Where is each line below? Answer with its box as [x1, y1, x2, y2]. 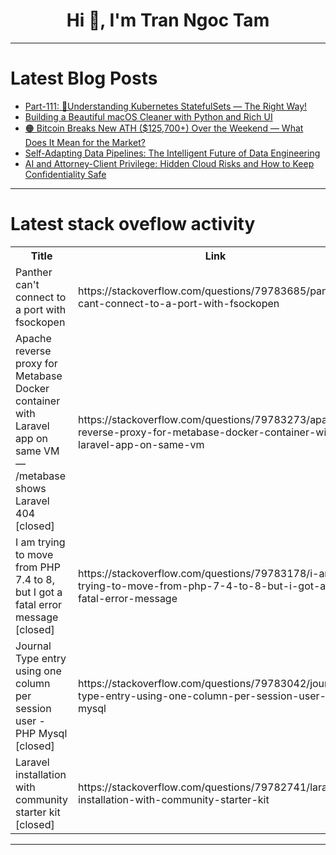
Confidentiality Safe [24, 168, 107, 180]
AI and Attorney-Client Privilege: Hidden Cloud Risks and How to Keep [24, 157, 315, 169]
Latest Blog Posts [10, 67, 158, 90]
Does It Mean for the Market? [24, 136, 146, 148]
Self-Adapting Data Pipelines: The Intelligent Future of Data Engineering [24, 147, 321, 159]
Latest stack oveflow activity [10, 213, 256, 236]
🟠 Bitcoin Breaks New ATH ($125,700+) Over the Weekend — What [24, 122, 304, 134]
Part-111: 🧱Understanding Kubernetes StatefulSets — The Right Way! [24, 100, 308, 112]
